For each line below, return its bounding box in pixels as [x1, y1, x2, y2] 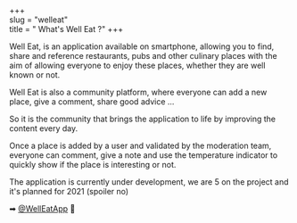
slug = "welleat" [9, 14, 69, 25]
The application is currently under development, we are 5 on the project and [9, 177, 289, 187]
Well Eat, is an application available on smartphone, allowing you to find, [9, 41, 275, 52]
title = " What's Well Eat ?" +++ [9, 24, 123, 34]
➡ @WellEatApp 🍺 [9, 203, 76, 214]
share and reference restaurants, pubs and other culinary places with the [9, 51, 278, 61]
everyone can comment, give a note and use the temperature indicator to [9, 150, 278, 161]
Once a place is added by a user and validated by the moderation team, [9, 140, 272, 151]
